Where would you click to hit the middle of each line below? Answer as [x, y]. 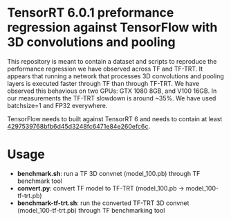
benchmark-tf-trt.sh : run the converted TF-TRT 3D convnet [103, 203]
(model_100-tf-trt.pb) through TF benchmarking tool [91, 210]
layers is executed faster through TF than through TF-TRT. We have [103, 83]
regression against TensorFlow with [112, 27]
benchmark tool [39, 181]
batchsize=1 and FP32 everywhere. [57, 105]
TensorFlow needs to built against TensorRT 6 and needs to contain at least [115, 118]
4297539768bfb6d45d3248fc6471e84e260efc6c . [79, 126]
